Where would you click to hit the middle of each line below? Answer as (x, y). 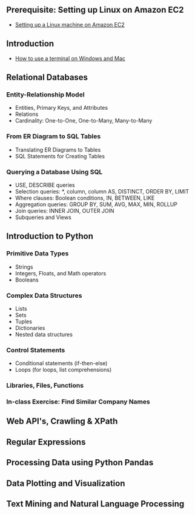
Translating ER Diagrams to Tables (58, 150)
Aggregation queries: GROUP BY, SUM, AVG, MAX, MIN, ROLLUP (96, 204)
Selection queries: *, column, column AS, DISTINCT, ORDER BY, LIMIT (102, 191)
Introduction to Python (50, 236)
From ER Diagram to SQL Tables (54, 136)
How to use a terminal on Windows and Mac (70, 58)
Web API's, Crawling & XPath (62, 421)
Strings (24, 267)
